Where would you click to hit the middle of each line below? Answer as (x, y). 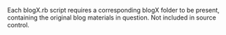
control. (19, 25)
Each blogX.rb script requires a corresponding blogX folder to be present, (114, 10)
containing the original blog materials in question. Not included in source (112, 17)
